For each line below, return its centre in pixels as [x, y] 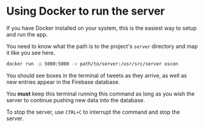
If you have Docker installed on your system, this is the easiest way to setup [101, 28]
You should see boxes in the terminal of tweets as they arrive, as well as [97, 75]
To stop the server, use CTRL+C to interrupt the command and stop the [93, 112]
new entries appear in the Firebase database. [63, 82]
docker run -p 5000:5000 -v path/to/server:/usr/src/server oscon [92, 64]
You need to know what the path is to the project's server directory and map [102, 46]
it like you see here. [31, 52]
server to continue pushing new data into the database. [76, 100]
